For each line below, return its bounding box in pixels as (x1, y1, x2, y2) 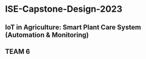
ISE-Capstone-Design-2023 (5, 3, 122, 15)
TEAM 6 (5, 47, 30, 56)
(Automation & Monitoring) (5, 30, 89, 39)
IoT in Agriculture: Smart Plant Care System (5, 23, 141, 31)
